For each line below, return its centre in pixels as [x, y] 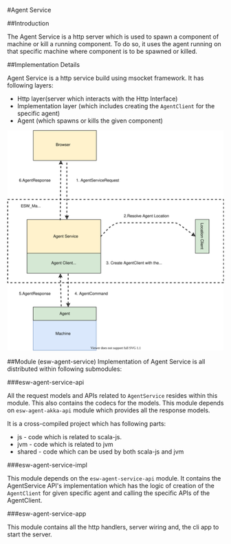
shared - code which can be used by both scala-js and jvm [100, 452]
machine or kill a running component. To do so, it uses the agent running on [114, 44]
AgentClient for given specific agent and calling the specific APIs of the [109, 493]
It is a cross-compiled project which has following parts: [87, 423]
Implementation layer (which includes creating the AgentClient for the [116, 106]
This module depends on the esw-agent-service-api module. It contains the [114, 478]
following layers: [30, 85]
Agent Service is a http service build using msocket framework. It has [106, 78]
